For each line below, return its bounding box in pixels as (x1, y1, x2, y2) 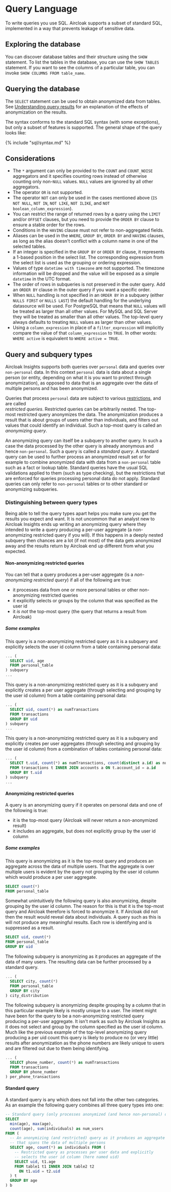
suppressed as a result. (5, 925, 54, 931)
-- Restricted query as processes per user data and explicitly (14, 1150, 154, 1155)
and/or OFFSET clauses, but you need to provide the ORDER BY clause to (12, 216, 159, 223)
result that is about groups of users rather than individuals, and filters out (5, 417, 159, 423)
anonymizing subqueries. (5, 486, 59, 492)
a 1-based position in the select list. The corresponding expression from (12, 254, 164, 260)
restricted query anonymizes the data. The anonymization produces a (17, 411, 163, 418)
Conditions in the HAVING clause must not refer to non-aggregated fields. (12, 227, 164, 233)
